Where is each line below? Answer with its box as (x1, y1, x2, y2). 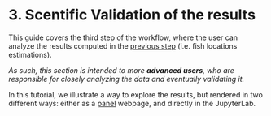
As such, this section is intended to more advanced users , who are (8, 65, 234, 75)
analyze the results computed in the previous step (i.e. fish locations (8, 41, 238, 50)
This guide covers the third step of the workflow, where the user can (8, 32, 238, 42)
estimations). (8, 49, 52, 59)
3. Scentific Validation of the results (8, 6, 256, 24)
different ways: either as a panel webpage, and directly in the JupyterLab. (8, 98, 256, 108)
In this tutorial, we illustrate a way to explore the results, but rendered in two (8, 89, 263, 99)
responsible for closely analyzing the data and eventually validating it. (8, 74, 245, 84)
